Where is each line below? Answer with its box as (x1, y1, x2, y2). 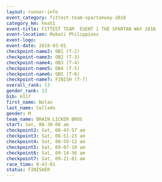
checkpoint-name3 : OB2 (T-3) (6, 54, 80, 60)
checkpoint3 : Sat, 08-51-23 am (6, 133, 86, 140)
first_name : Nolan (6, 99, 53, 105)
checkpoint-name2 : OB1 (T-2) (6, 49, 80, 55)
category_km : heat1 (6, 20, 56, 26)
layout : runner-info (6, 8, 59, 15)
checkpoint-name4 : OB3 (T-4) (6, 59, 80, 66)
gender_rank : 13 (6, 88, 47, 94)
